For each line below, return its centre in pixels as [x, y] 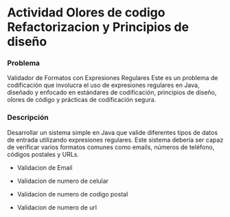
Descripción [28, 118]
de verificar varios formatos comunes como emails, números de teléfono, [111, 147]
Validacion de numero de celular [62, 181]
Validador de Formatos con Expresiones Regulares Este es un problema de [113, 78]
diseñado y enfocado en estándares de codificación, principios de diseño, [112, 92]
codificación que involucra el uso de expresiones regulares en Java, [103, 85]
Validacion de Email [45, 167]
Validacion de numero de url [57, 207]
